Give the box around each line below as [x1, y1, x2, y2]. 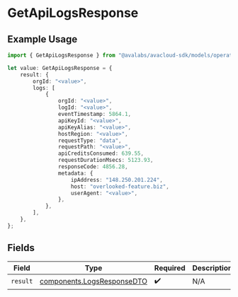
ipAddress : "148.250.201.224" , [70, 176, 163, 183]
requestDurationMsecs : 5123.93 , [57, 157, 154, 164]
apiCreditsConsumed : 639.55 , [57, 150, 144, 157]
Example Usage [7, 33, 78, 45]
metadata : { [57, 170, 93, 177]
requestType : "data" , [57, 136, 122, 144]
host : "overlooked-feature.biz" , [70, 182, 170, 190]
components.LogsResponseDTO [40, 276, 147, 286]
